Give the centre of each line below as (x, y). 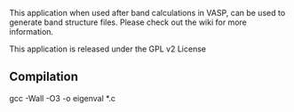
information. (32, 32)
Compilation (44, 77)
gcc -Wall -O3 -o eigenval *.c (62, 98)
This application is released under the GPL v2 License (108, 49)
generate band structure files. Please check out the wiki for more (128, 22)
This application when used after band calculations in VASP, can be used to (147, 13)
